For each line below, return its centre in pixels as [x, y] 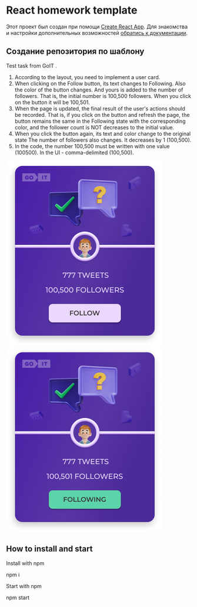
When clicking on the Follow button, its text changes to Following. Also [100, 83]
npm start [18, 598]
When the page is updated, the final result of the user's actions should [100, 108]
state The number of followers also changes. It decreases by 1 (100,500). [103, 140]
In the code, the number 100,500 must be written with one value [92, 146]
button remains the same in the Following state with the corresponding [100, 121]
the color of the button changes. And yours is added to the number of [99, 90]
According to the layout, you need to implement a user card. [87, 77]
